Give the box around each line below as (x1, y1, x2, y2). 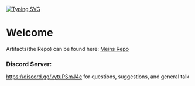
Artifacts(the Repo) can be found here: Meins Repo (6, 45, 129, 52)
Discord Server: (6, 60, 52, 68)
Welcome (6, 26, 53, 39)
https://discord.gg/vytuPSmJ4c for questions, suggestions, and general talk (6, 73, 190, 80)
